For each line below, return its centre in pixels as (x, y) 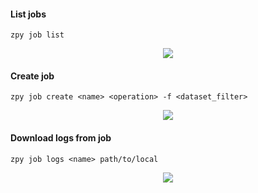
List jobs (28, 14)
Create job (32, 76)
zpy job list (37, 35)
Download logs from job (61, 138)
